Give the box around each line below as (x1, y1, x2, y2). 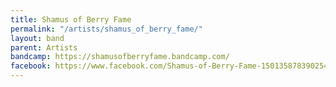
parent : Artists (10, 42, 78, 53)
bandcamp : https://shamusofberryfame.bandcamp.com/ (10, 52, 230, 62)
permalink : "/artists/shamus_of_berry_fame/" (10, 24, 203, 34)
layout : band (10, 33, 65, 43)
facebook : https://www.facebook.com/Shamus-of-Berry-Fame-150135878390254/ (10, 61, 333, 71)
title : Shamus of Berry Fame (10, 14, 132, 25)
